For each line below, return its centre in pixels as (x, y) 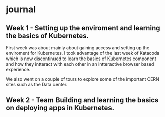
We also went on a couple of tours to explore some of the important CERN (82, 79)
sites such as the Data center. (37, 84)
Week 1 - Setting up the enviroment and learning (83, 28)
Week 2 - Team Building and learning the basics (82, 100)
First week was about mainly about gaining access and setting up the (78, 48)
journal (21, 9)
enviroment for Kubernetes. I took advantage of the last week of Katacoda (83, 53)
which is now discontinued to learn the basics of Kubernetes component (81, 58)
